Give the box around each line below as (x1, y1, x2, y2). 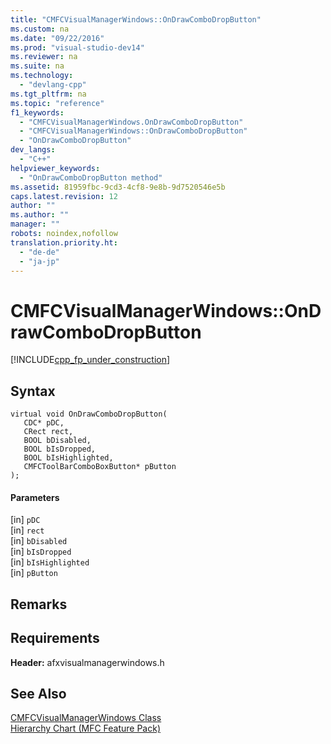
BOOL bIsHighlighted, (23, 453, 114, 463)
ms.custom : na (10, 24, 70, 34)
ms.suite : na (10, 61, 65, 71)
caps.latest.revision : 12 (10, 191, 118, 201)
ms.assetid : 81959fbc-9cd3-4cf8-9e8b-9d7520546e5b (10, 182, 226, 192)
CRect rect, (23, 427, 74, 437)
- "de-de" (19, 247, 60, 257)
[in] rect (10, 524, 45, 536)
